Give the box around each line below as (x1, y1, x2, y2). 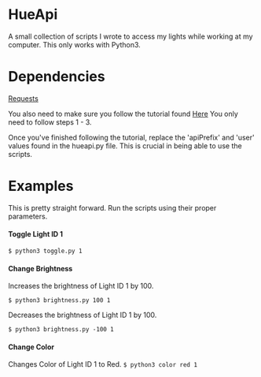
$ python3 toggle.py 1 (8, 247, 83, 256)
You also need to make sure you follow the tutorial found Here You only (8, 109, 238, 118)
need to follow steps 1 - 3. (8, 117, 92, 127)
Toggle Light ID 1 (8, 230, 64, 239)
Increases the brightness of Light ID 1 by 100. (8, 282, 154, 291)
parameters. (8, 211, 48, 221)
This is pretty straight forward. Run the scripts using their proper (8, 203, 217, 212)
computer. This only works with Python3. (8, 39, 142, 49)
